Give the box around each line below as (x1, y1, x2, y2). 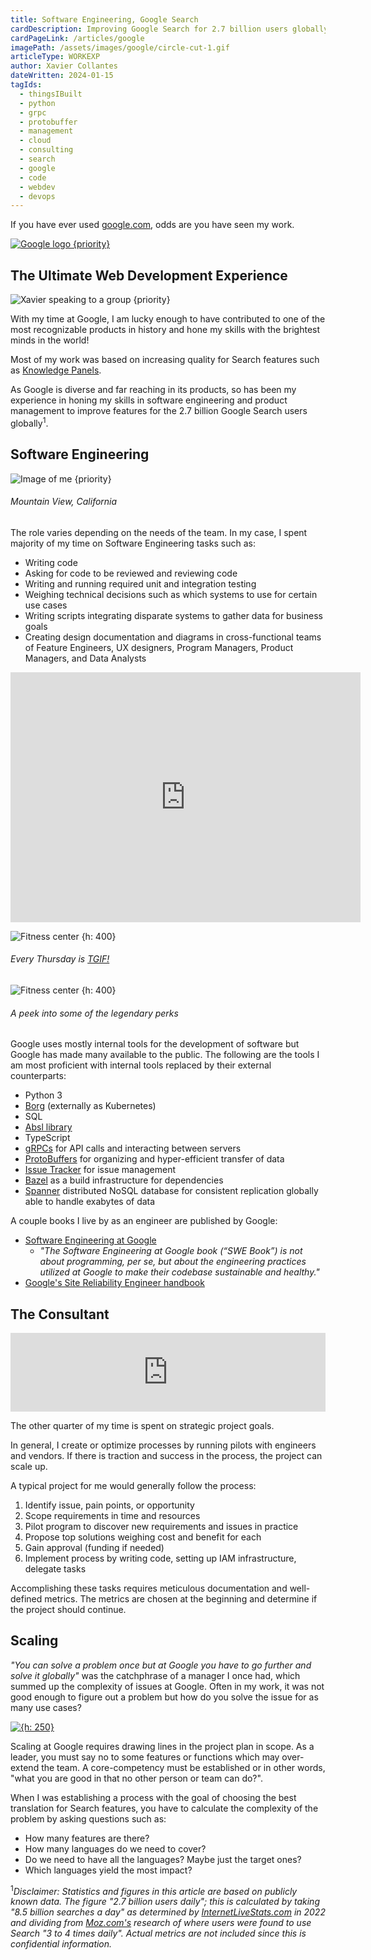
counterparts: (10, 1070, 67, 1082)
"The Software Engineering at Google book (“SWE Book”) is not (39, 1245, 303, 1257)
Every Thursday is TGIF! (10, 953, 110, 965)
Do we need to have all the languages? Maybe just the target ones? (24, 1853, 302, 1865)
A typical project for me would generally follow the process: (10, 1479, 257, 1491)
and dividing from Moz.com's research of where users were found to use (10, 1917, 312, 1929)
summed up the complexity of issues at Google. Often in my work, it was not (10, 1680, 325, 1692)
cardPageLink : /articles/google (10, 33, 145, 43)
